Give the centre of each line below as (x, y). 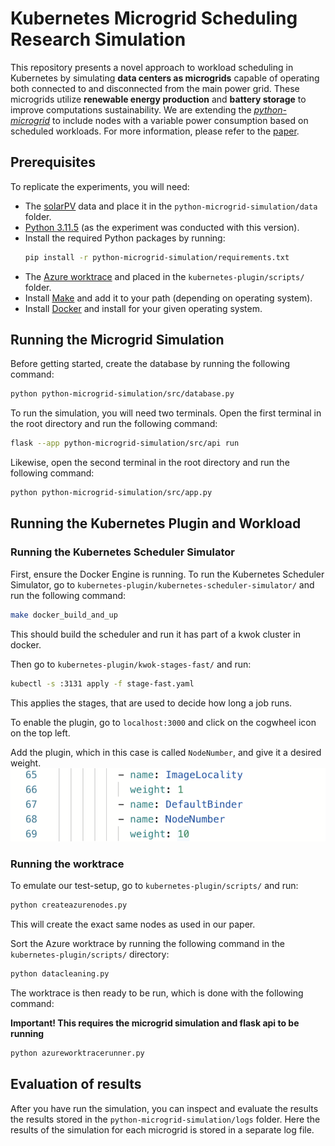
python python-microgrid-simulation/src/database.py (122, 394)
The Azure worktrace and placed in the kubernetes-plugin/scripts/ (164, 276)
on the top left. (40, 733)
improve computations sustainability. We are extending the (131, 109)
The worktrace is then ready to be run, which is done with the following (157, 993)
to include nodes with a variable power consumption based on (180, 120)
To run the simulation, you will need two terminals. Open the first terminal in (166, 413)
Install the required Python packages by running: (125, 238)
